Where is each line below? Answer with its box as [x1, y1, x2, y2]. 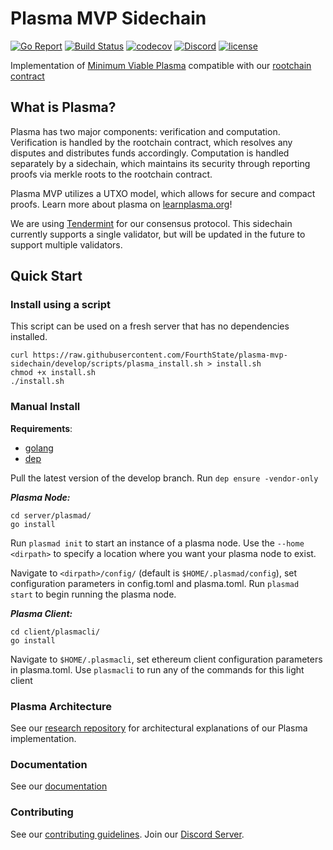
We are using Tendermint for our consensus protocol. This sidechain [10, 217, 293, 229]
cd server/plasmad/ [10, 510, 92, 521]
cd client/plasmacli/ [10, 627, 101, 637]
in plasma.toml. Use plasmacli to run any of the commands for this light [10, 663, 305, 676]
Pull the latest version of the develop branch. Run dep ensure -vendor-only [10, 472, 319, 484]
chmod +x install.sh [10, 368, 97, 378]
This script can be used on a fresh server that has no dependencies [10, 320, 290, 332]
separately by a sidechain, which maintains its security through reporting [10, 157, 311, 169]
